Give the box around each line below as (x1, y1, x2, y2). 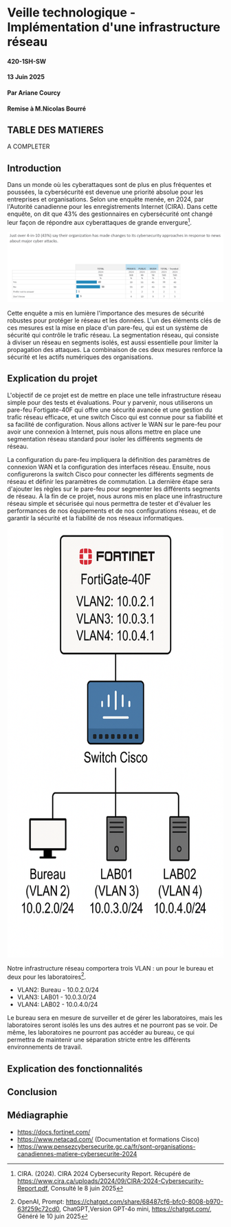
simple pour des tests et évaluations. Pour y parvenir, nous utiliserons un (7, 398, 213, 406)
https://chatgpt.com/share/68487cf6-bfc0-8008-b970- (65, 1197, 223, 1206)
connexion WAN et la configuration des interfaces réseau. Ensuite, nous (7, 463, 211, 471)
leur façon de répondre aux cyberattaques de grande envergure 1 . (7, 217, 192, 226)
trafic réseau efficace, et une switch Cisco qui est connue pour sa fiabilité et (7, 412, 223, 421)
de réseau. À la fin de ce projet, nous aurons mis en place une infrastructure (7, 491, 223, 500)
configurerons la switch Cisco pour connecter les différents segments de (7, 469, 214, 478)
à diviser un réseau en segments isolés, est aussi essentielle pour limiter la (7, 338, 219, 346)
